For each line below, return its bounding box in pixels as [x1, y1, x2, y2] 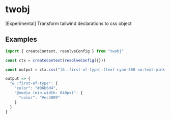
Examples [5, 35, 37, 44]
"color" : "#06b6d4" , [14, 85, 58, 91]
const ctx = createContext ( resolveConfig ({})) [5, 57, 106, 63]
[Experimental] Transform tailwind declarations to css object [5, 20, 132, 26]
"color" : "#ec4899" [18, 95, 60, 100]
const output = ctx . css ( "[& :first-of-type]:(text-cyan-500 [5, 67, 136, 72]
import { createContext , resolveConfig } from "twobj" [5, 48, 124, 54]
